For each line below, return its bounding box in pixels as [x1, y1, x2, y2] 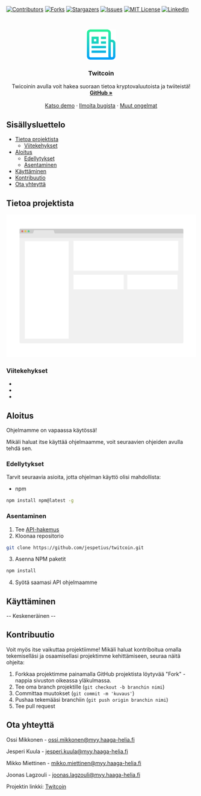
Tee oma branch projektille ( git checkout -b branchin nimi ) [14, 683, 165, 690]
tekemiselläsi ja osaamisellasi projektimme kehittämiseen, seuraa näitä [6, 652, 181, 660]
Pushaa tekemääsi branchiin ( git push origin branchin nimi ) [14, 696, 169, 703]
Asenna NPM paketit [14, 556, 66, 563]
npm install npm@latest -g [6, 498, 74, 504]
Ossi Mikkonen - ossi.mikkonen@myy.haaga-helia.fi [6, 736, 135, 743]
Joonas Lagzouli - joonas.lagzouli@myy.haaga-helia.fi [6, 771, 140, 778]
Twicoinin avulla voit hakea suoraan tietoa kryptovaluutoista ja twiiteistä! [11, 83, 191, 90]
